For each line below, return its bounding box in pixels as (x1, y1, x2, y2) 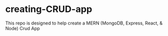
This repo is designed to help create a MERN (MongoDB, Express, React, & (5, 20, 163, 26)
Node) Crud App (5, 25, 40, 31)
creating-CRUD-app (5, 3, 92, 15)
